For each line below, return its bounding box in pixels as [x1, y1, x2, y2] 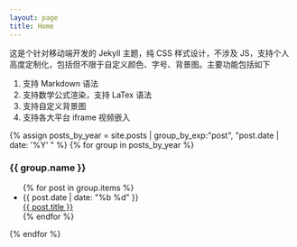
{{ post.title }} [22, 201, 74, 212]
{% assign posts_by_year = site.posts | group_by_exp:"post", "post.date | [9, 130, 280, 141]
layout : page [9, 13, 59, 23]
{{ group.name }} [9, 161, 87, 174]
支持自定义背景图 [22, 100, 87, 111]
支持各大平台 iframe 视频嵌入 [22, 112, 131, 123]
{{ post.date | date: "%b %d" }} [22, 191, 139, 203]
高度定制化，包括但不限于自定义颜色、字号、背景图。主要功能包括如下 [9, 59, 271, 69]
